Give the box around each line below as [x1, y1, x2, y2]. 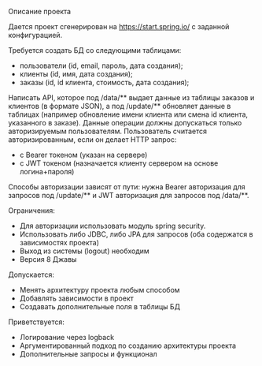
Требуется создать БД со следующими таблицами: [8, 46, 182, 54]
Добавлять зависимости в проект [19, 293, 134, 303]
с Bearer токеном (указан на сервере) [19, 150, 148, 159]
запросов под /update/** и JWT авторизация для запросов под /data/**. [8, 191, 249, 200]
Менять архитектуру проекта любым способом [19, 286, 180, 294]
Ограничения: [8, 206, 55, 215]
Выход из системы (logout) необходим [19, 246, 149, 256]
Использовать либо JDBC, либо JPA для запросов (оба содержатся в [19, 230, 253, 239]
